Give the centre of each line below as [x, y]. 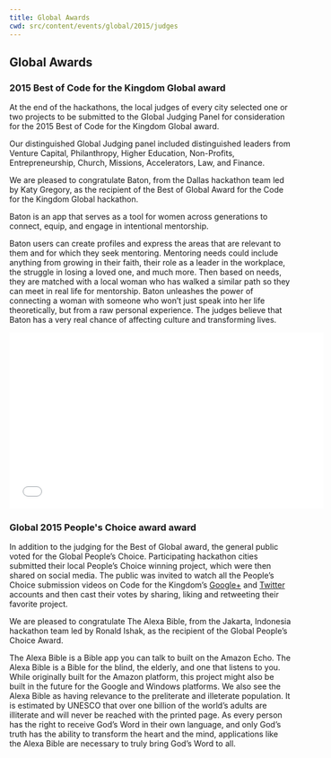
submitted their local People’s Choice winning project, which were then [140, 566]
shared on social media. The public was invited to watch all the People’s [142, 576]
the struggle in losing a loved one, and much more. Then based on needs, [146, 272]
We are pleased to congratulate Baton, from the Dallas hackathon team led [147, 180]
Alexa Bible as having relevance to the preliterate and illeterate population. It [150, 696]
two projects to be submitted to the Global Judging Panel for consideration [147, 117]
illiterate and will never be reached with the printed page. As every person [146, 715]
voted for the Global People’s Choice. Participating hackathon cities [134, 556]
